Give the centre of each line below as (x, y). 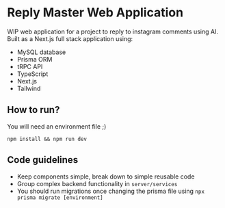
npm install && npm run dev (47, 139)
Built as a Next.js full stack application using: (70, 38)
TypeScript (32, 74)
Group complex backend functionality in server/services (97, 183)
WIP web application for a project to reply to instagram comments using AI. (113, 31)
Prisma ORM (35, 59)
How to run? (34, 110)
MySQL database (41, 52)
